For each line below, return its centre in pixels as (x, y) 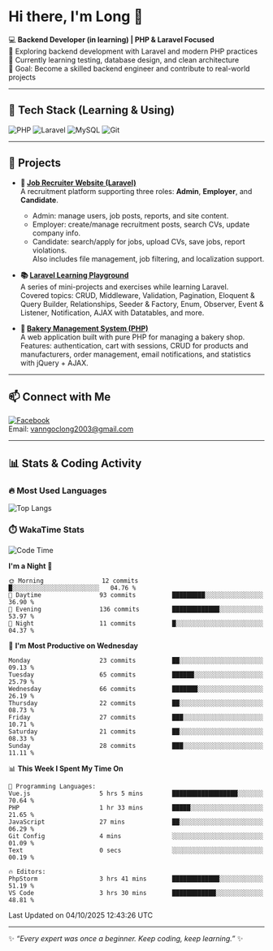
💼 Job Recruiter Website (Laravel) (78, 183)
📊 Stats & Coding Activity (75, 463)
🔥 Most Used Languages (58, 491)
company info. (56, 233)
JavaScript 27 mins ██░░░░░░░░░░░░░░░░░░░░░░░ (136, 822)
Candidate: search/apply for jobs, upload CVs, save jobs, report (139, 241)
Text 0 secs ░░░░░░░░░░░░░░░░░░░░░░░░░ (136, 851)
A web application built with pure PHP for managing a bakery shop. (132, 337)
